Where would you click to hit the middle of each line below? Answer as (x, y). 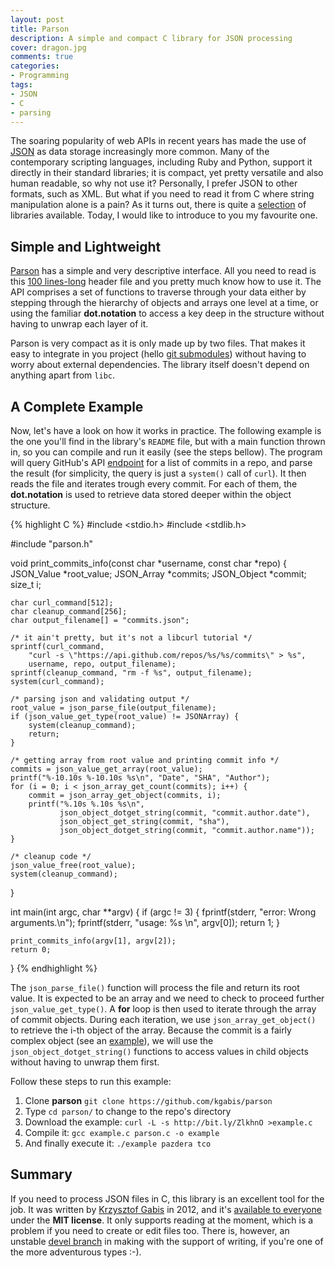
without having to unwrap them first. (85, 1062)
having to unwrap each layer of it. (79, 324)
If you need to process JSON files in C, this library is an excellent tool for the (167, 1198)
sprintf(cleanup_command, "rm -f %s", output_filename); (131, 673)
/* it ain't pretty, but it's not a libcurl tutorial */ (131, 638)
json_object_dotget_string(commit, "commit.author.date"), (185, 813)
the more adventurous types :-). (76, 1252)
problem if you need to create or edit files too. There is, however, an (150, 1230)
